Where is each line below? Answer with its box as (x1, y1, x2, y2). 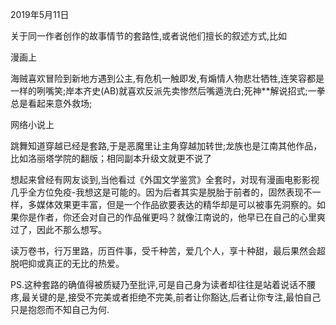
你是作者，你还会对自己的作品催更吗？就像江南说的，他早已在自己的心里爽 (18, 211, 326, 223)
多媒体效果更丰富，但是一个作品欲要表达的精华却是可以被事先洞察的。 (27, 199, 317, 210)
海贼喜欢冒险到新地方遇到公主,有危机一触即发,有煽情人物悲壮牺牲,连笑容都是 (10, 73, 325, 84)
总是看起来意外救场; (10, 98, 93, 109)
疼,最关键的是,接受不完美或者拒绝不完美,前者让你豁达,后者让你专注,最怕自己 (10, 291, 322, 303)
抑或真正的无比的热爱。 (27, 258, 125, 269)
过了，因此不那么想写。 (10, 224, 107, 235)
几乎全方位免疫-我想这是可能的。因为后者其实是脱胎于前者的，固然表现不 (10, 186, 313, 198)
